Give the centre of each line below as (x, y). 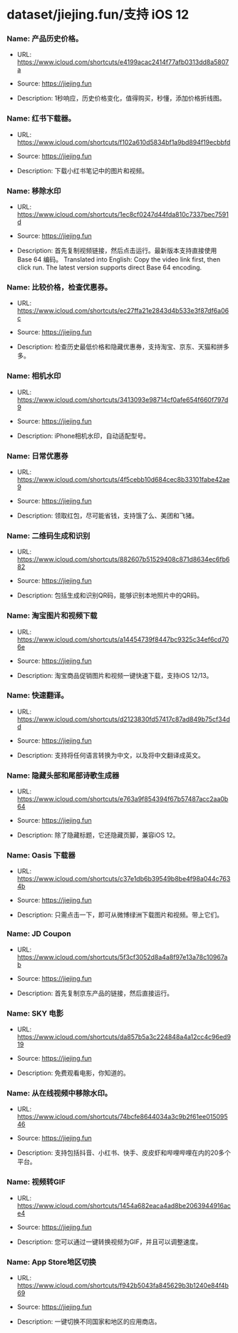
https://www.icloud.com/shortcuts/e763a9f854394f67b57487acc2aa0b (123, 799)
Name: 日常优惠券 (37, 456)
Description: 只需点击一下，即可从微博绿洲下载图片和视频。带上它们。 (120, 915)
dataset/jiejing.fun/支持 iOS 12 (98, 15)
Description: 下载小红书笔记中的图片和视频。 (83, 170)
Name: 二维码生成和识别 (48, 535)
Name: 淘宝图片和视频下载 (52, 616)
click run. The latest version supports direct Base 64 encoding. (109, 267)
